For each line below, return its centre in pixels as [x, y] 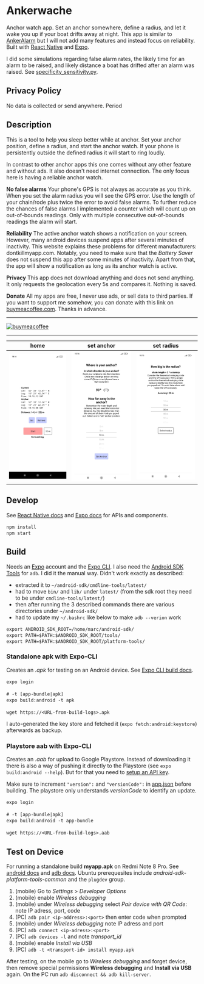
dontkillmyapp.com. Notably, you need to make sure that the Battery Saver [100, 253]
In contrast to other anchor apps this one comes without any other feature [99, 164]
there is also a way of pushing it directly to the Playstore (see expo [89, 766]
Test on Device [35, 852]
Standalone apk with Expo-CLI [52, 656]
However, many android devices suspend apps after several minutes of [95, 240]
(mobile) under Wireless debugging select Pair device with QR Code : [101, 904]
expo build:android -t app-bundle [50, 821]
